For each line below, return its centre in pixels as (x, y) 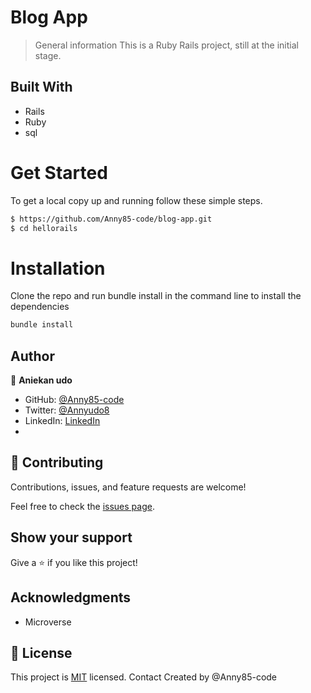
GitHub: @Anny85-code (74, 400)
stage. (48, 55)
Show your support (71, 537)
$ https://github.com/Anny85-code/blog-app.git (111, 219)
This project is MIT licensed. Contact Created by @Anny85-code (144, 677)
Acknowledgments (71, 597)
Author (32, 356)
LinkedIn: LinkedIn (62, 421)
